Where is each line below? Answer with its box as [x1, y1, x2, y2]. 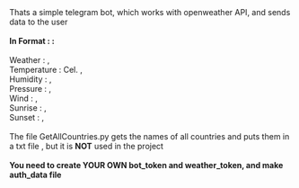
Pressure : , [9, 84, 52, 94]
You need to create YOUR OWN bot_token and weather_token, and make [9, 160, 284, 170]
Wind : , [9, 93, 38, 103]
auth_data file [9, 169, 62, 180]
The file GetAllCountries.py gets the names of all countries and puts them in [9, 131, 290, 141]
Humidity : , [9, 74, 52, 85]
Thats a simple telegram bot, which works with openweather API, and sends [9, 7, 291, 17]
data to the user [9, 16, 68, 27]
